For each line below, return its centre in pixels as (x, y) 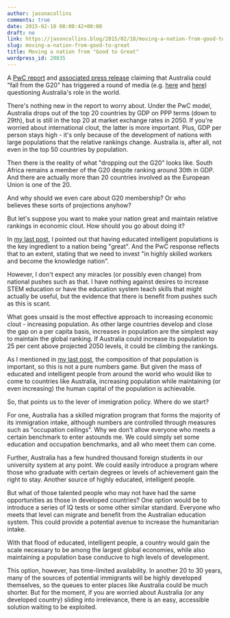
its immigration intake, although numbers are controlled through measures (112, 422)
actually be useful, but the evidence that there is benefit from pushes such (112, 296)
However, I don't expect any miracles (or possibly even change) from (104, 274)
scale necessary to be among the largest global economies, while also (106, 549)
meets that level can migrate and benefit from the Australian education (107, 514)
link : (15, 39)
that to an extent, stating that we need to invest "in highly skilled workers (110, 253)
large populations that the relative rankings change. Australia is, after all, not (114, 142)
